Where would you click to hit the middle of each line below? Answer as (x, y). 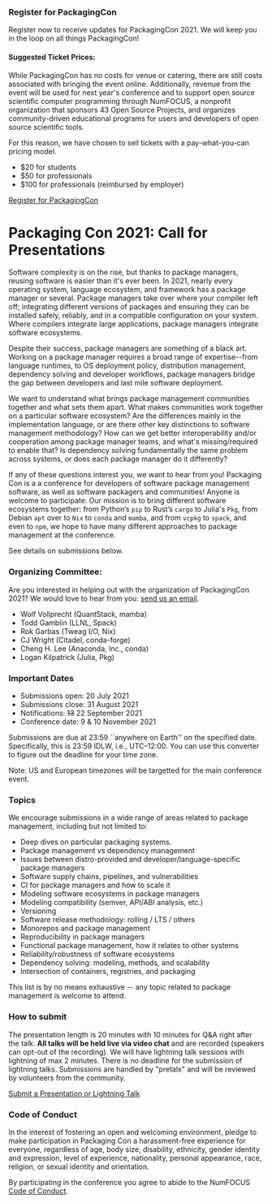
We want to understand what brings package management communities (129, 399)
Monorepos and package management (85, 929)
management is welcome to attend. (67, 996)
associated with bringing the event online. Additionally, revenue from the (130, 84)
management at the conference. (62, 535)
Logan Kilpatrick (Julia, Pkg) (67, 657)
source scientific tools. (46, 127)
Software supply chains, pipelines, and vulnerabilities (109, 877)
